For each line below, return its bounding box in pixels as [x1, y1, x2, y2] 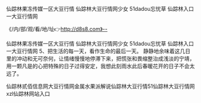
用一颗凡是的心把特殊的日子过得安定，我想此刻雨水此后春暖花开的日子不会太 [6, 62, 195, 69]
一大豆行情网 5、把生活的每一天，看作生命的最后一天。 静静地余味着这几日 [6, 47, 191, 54]
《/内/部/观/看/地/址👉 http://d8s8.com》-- [6, 26, 108, 32]
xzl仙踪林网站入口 [6, 90, 50, 97]
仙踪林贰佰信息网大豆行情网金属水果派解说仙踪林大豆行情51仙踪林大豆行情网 [6, 83, 195, 90]
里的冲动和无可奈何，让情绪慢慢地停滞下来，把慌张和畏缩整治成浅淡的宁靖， [6, 55, 195, 62]
